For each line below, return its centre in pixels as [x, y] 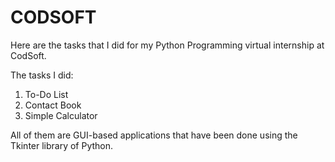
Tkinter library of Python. [62, 145]
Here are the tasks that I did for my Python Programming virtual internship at [167, 45]
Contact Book [53, 105]
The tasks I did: [42, 75]
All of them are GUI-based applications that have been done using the [154, 135]
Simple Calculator [61, 115]
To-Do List [46, 94]
